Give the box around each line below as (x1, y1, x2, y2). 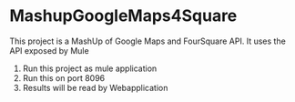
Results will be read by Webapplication (22, 82, 168, 93)
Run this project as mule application (22, 63, 158, 74)
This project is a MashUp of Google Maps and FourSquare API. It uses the (9, 36, 287, 46)
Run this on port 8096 (22, 72, 106, 83)
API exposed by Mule (9, 45, 89, 56)
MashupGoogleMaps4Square (9, 5, 238, 26)
